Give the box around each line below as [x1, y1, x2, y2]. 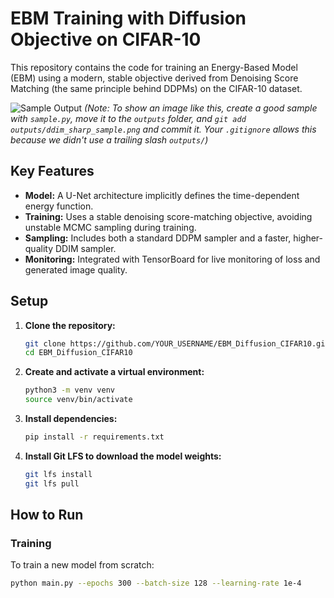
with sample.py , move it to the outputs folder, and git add [10, 112, 247, 124]
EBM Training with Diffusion [10, 7, 247, 30]
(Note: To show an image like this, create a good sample [84, 102, 318, 114]
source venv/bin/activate [24, 395, 133, 405]
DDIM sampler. [54, 242, 117, 254]
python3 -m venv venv [24, 385, 116, 396]
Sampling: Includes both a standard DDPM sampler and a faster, [24, 232, 292, 244]
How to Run [10, 507, 84, 524]
